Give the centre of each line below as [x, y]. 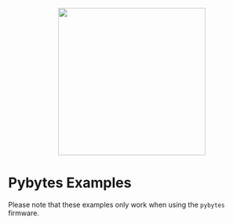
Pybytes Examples [70, 183]
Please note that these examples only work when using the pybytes [116, 204]
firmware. [24, 213]
